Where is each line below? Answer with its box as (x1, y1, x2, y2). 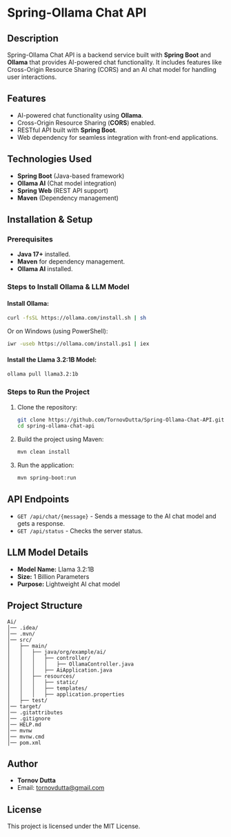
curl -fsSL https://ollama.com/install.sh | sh (7, 315, 147, 322)
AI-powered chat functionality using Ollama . (17, 111, 143, 119)
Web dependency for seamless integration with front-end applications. (17, 133, 219, 141)
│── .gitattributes (7, 709, 63, 716)
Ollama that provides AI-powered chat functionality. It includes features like (7, 58, 222, 66)
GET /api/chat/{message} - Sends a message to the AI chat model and (17, 512, 217, 520)
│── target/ (7, 703, 41, 710)
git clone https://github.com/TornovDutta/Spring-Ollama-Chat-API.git (17, 416, 225, 423)
